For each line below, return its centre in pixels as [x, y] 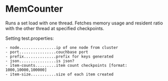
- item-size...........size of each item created [60, 74]
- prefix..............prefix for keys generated [60, 57]
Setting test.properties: [30, 38]
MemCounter [34, 9]
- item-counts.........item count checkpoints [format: [66, 65]
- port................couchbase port [47, 52]
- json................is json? [40, 61]
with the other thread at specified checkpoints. [55, 28]
